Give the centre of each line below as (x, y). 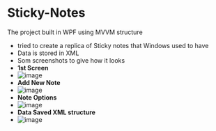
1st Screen (33, 68)
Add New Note (39, 82)
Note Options (37, 97)
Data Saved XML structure (56, 112)
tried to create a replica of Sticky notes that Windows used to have (113, 45)
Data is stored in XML (48, 53)
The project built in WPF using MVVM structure (75, 32)
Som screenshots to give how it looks (71, 60)
